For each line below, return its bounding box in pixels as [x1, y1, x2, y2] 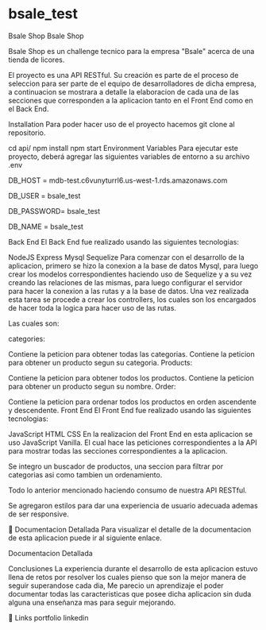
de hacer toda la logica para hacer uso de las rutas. [8, 303, 177, 312]
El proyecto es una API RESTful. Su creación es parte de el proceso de [8, 70, 239, 79]
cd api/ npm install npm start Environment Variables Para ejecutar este [8, 143, 238, 153]
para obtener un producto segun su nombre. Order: [8, 381, 176, 391]
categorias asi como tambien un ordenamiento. [8, 470, 163, 479]
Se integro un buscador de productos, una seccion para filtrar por [8, 462, 224, 471]
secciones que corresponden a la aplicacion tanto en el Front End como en [8, 95, 254, 105]
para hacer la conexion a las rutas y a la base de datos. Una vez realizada [8, 286, 249, 296]
